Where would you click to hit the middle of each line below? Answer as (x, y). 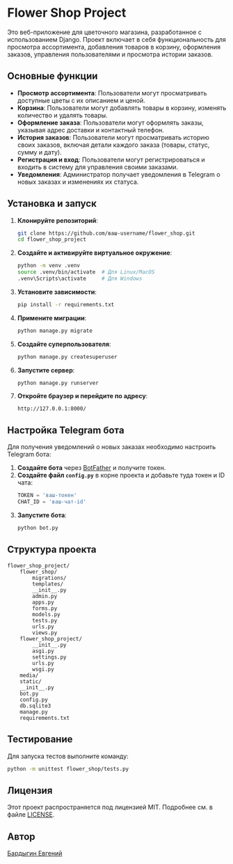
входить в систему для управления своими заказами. (98, 167)
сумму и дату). (39, 152)
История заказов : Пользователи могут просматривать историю (113, 137)
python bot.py (38, 528)
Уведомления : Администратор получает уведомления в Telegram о (119, 174)
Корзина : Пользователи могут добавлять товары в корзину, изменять (122, 108)
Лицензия (30, 791)
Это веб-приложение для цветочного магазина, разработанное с (104, 32)
